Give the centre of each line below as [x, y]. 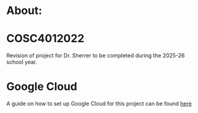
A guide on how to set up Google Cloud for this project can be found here [99, 104]
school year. [22, 62]
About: [24, 11]
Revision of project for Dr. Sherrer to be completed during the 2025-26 [96, 56]
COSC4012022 [45, 39]
